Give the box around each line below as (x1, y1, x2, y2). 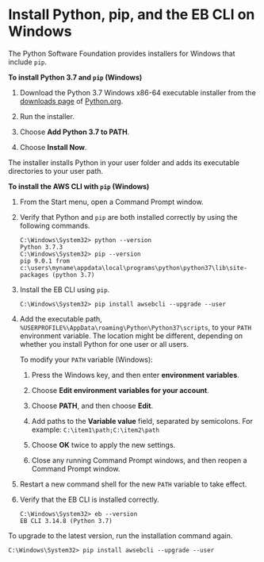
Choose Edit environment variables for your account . (31, 385, 210, 395)
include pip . (8, 57, 48, 67)
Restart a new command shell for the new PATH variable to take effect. (19, 479, 247, 489)
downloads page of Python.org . (19, 96, 124, 106)
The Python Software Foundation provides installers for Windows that (8, 48, 235, 58)
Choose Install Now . (19, 142, 87, 152)
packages (19, 271, 49, 279)
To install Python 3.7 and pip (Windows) (8, 72, 143, 82)
